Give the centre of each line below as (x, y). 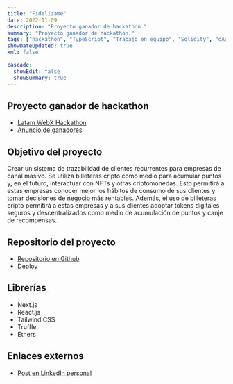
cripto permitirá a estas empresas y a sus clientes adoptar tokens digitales (113, 206)
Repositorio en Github (48, 258)
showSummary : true (40, 78)
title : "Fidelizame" (37, 14)
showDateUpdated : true (40, 46)
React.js (29, 312)
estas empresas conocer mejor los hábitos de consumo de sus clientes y (111, 191)
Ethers (26, 334)
